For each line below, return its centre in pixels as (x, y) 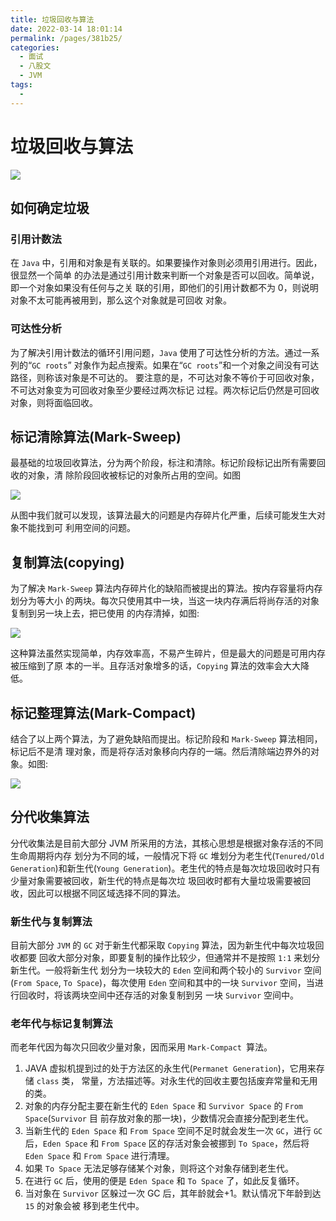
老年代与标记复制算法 (61, 1024)
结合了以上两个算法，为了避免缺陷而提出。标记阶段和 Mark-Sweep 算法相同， (166, 738)
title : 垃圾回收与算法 (52, 19)
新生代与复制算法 (51, 921)
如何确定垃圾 (50, 207)
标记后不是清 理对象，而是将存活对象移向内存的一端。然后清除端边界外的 (160, 751)
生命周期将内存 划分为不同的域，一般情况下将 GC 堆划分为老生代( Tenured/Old (167, 855)
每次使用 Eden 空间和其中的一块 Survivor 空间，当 (213, 983)
